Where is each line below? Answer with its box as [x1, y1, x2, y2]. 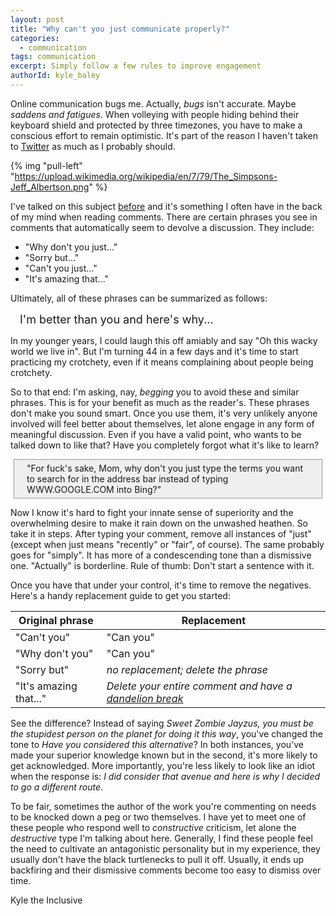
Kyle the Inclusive [10, 894, 83, 906]
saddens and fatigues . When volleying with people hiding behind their [10, 108, 300, 120]
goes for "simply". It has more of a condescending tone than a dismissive [10, 549, 312, 561]
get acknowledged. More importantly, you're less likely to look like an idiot [10, 759, 316, 771]
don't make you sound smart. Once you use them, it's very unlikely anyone [10, 407, 318, 419]
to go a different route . [10, 781, 103, 793]
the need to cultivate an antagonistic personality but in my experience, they [10, 842, 321, 855]
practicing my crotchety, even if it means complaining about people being [10, 356, 314, 368]
